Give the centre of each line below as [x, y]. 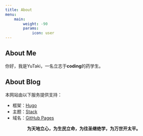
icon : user [43, 33]
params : [31, 28]
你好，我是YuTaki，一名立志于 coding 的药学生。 [54, 66]
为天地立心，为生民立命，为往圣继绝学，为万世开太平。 [84, 128]
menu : [11, 14]
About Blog [23, 82]
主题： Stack [25, 111]
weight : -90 [36, 24]
